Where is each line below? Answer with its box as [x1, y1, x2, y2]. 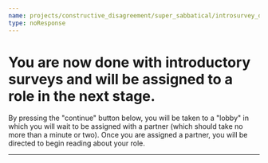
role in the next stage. [8, 87, 156, 105]
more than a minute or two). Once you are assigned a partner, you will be [8, 130, 248, 140]
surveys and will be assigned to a [8, 70, 234, 88]
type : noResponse [8, 19, 66, 27]
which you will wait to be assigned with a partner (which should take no [8, 122, 243, 131]
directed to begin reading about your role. [8, 138, 146, 148]
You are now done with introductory [8, 53, 251, 72]
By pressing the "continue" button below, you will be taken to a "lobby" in [8, 113, 250, 123]
